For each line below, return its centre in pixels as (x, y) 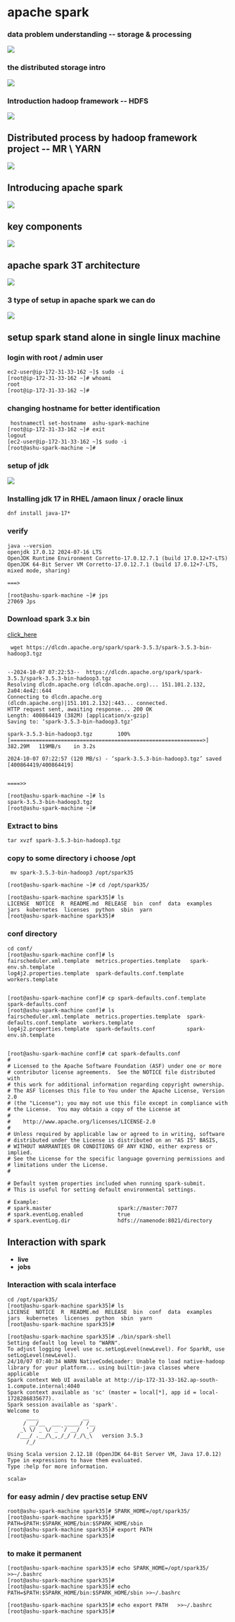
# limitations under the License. (58, 1165)
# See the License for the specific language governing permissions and (116, 1159)
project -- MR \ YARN (54, 149)
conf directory (32, 934)
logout (17, 435)
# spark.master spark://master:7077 (93, 1208)
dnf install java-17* (39, 514)
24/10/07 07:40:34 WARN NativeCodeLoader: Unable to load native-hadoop (116, 1361)
